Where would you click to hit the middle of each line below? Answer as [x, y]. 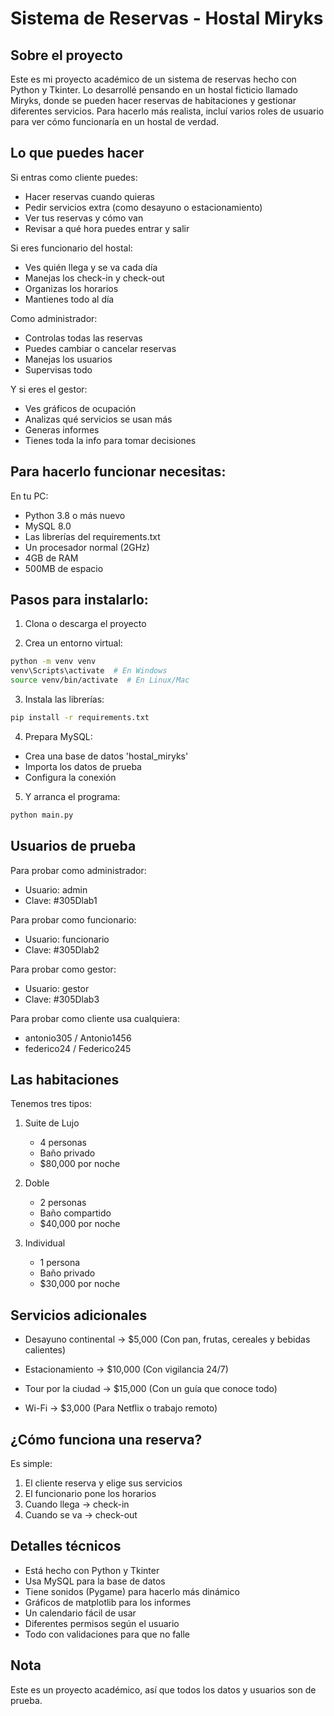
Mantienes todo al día [69, 299]
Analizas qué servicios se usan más [98, 419]
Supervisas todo [58, 369]
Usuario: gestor [57, 988]
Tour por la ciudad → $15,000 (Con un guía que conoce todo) [151, 1389]
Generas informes [62, 429]
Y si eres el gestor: [49, 389]
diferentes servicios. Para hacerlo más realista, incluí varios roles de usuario [167, 111]
